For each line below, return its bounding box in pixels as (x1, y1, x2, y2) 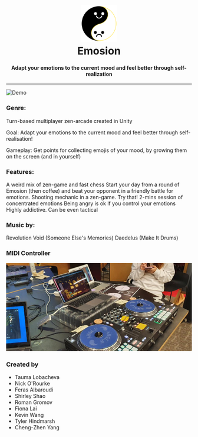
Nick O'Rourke (14, 380, 50, 387)
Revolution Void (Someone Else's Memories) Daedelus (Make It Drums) (6, 234, 179, 241)
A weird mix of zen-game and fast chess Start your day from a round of (6, 181, 180, 188)
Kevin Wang (14, 412, 44, 419)
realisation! (6, 135, 33, 142)
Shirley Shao (14, 393, 46, 400)
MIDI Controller (6, 249, 51, 257)
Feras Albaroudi (14, 386, 54, 393)
